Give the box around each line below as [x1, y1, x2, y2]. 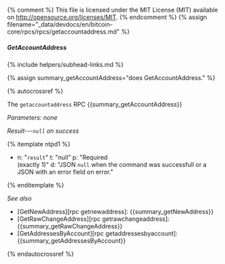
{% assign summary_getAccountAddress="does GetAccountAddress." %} [7, 73, 215, 81]
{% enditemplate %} [7, 181, 64, 189]
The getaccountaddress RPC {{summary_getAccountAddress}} [7, 100, 183, 108]
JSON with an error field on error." [16, 168, 114, 176]
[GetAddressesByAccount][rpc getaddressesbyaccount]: [16, 229, 178, 237]
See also [7, 194, 32, 202]
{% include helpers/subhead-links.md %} [7, 60, 124, 68]
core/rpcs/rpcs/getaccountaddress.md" [7, 27, 120, 36]
